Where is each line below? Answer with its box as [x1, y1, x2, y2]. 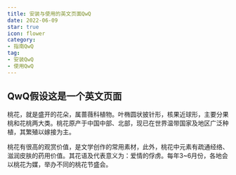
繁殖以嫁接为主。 [25, 128, 75, 136]
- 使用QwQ [7, 63, 34, 70]
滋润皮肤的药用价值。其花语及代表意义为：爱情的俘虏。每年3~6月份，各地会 [7, 152, 228, 160]
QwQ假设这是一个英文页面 [7, 91, 122, 103]
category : [7, 37, 37, 44]
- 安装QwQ [7, 56, 34, 63]
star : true [7, 23, 39, 30]
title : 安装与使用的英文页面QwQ [7, 10, 91, 18]
